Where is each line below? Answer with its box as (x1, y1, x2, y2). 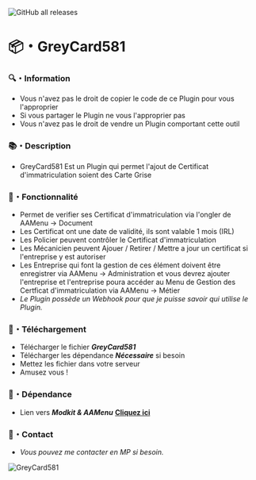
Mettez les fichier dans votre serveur (19, 359, 140, 369)
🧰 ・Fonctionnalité (8, 191, 78, 202)
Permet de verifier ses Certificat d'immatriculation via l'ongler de (19, 210, 231, 220)
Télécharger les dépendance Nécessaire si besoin (19, 351, 185, 360)
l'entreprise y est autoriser (19, 252, 106, 262)
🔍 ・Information (8, 73, 71, 84)
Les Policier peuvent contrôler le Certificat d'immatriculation (19, 235, 216, 245)
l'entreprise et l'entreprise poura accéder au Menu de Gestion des (19, 278, 236, 287)
